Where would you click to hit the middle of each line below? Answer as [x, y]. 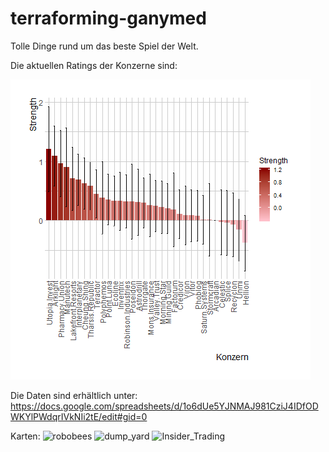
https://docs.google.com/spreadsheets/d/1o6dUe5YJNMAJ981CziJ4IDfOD [164, 406]
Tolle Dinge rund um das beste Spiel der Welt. [104, 46]
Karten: [25, 436]
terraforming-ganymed [108, 18]
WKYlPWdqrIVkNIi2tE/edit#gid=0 [79, 416]
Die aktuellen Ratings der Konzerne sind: [94, 65]
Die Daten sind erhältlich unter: [74, 395]
